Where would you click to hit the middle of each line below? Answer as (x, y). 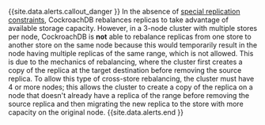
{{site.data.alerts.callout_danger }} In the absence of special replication (124, 11)
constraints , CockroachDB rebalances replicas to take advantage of (119, 20)
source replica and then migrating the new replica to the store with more (126, 104)
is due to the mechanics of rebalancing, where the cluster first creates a (125, 62)
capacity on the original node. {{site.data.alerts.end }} (96, 112)
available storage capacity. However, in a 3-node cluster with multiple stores (133, 28)
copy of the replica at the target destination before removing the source (125, 70)
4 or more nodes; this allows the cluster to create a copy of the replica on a (131, 87)
